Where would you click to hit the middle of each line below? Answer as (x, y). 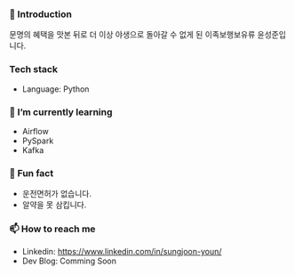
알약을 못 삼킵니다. (54, 205)
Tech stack (33, 69)
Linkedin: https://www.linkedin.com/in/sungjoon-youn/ (122, 252)
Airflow (35, 131)
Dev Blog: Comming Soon (69, 261)
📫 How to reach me (52, 229)
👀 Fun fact (32, 173)
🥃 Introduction (41, 14)
